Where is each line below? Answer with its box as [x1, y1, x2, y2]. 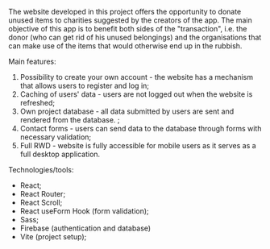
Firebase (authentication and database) [19, 223, 152, 233]
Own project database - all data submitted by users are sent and [19, 106, 235, 116]
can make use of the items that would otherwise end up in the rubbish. [8, 41, 243, 51]
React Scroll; [19, 197, 63, 207]
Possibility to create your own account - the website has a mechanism [19, 73, 254, 81]
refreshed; [19, 98, 56, 107]
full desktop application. [19, 149, 101, 159]
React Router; [19, 189, 66, 198]
